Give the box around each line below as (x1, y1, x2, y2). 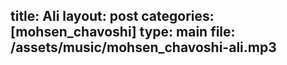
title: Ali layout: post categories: (10, 8, 215, 25)
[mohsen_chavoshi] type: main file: (10, 24, 236, 41)
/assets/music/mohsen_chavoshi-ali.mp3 (10, 39, 277, 56)
